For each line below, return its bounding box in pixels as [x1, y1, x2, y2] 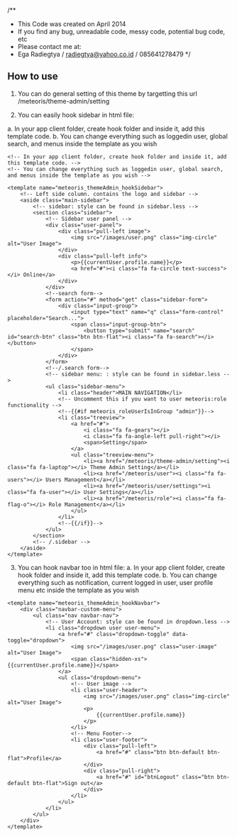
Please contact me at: [17, 43, 82, 50]
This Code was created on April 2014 [17, 20, 126, 28]
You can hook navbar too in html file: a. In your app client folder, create [17, 563, 226, 571]
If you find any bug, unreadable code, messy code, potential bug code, [17, 28, 226, 35]
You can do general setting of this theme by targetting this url [17, 89, 197, 98]
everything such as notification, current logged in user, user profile [17, 578, 214, 586]
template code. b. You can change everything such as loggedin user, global [7, 131, 228, 141]
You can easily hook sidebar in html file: [17, 110, 135, 119]
